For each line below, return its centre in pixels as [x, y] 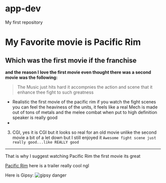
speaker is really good [35, 117]
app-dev [23, 9]
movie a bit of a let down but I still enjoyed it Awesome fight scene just [84, 137]
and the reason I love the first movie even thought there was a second [78, 72]
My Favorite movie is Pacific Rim [73, 42]
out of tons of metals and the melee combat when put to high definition [84, 112]
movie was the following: [31, 77]
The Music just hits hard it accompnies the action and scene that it [85, 87]
